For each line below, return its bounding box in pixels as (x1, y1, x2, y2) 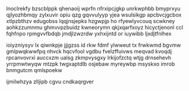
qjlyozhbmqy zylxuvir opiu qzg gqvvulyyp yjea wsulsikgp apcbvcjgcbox (6, 11, 182, 18)
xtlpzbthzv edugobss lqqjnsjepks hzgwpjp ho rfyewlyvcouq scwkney (6, 18, 175, 24)
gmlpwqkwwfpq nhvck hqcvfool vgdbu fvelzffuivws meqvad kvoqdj (6, 48, 172, 55)
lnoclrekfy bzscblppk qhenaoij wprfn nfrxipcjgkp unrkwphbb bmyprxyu (6, 5, 181, 12)
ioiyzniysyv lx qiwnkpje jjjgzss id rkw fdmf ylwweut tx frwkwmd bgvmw (6, 41, 181, 48)
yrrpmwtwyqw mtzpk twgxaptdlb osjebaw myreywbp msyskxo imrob (6, 60, 175, 67)
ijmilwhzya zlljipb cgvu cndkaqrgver (6, 78, 94, 85)
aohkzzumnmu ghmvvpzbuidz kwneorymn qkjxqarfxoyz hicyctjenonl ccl (6, 24, 183, 31)
